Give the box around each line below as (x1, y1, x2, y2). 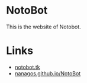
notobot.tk (14, 63, 40, 71)
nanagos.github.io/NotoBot (14, 69, 81, 77)
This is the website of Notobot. (6, 23, 81, 30)
